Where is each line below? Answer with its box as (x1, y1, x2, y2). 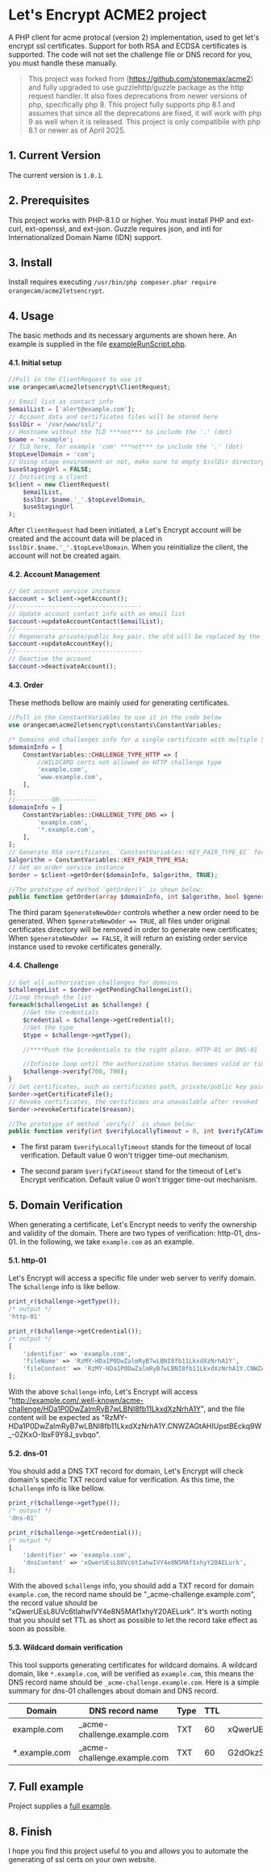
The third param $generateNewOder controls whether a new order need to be (8, 908, 260, 917)
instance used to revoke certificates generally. (8, 942, 163, 951)
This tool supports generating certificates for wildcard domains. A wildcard (8, 1660, 258, 1670)
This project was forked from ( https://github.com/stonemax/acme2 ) (27, 74, 254, 83)
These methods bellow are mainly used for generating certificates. (8, 698, 230, 708)
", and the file (200, 1404, 245, 1414)
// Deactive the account (8, 655, 92, 664)
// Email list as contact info (8, 398, 114, 406)
